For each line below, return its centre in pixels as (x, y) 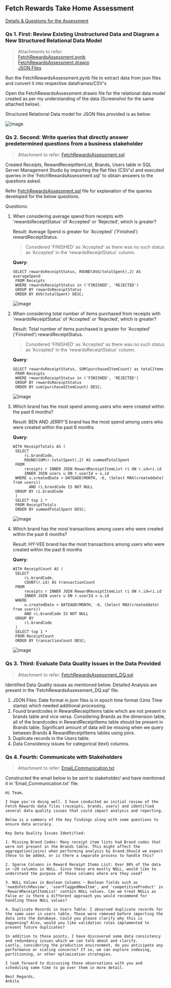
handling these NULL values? (36, 900)
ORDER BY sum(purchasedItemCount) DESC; (59, 387)
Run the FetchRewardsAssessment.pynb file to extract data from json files (83, 78)
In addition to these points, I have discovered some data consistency (83, 936)
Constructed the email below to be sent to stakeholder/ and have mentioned (85, 778)
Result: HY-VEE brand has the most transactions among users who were (89, 544)
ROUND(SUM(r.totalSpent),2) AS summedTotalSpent (77, 460)
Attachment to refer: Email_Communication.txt (66, 768)
